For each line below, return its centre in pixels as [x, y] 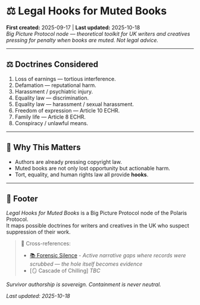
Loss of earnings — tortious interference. [65, 79]
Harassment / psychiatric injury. [54, 91]
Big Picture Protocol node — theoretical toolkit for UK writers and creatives [98, 33]
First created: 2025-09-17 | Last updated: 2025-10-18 [73, 27]
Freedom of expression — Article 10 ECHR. [67, 110]
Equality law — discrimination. [52, 98]
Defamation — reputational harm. [55, 85]
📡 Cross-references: [46, 244]
